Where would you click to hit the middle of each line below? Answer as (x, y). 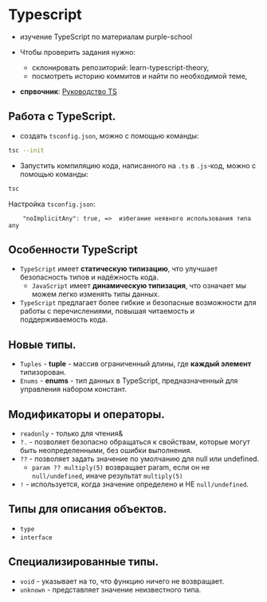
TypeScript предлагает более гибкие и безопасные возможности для (138, 303)
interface (36, 537)
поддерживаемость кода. (64, 319)
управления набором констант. (73, 389)
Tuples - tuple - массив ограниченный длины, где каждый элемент (135, 364)
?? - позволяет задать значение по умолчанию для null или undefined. (139, 459)
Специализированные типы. (84, 562)
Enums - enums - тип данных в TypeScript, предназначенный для (129, 381)
